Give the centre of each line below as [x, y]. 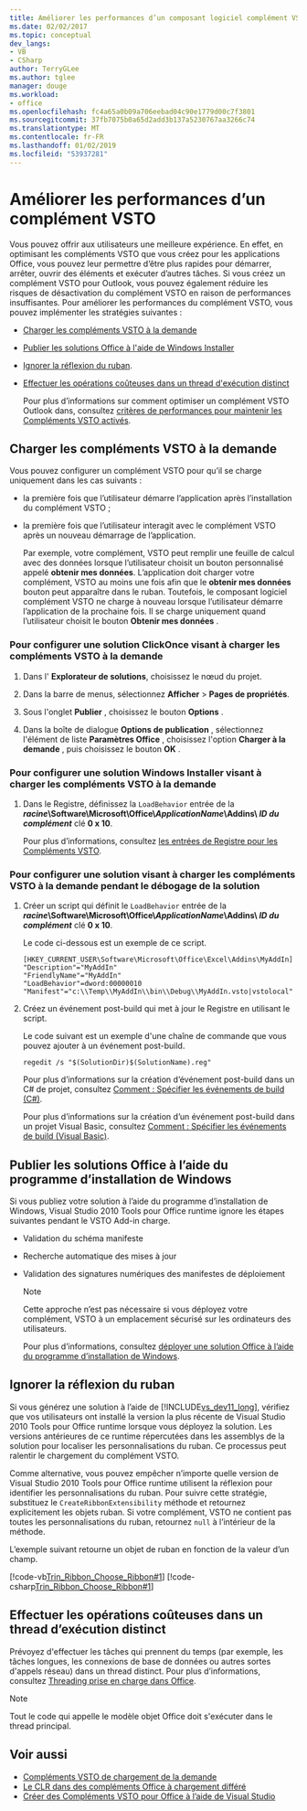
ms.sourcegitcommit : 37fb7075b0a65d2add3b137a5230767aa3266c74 [132, 120]
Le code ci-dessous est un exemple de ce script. [115, 943]
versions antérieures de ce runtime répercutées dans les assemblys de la [147, 1436]
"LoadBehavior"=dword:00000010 [82, 984]
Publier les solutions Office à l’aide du [119, 1165]
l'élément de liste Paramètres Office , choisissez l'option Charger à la [154, 739]
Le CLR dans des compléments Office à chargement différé [134, 1786]
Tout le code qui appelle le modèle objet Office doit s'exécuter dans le [141, 1716]
